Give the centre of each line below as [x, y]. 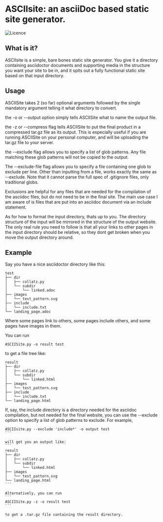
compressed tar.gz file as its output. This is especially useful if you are [76, 132]
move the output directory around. [39, 237]
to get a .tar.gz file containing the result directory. [64, 515]
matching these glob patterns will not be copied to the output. [67, 157]
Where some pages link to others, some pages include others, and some [78, 321]
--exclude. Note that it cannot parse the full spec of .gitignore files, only [77, 177]
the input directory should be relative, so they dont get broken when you [77, 232]
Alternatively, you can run [34, 493]
